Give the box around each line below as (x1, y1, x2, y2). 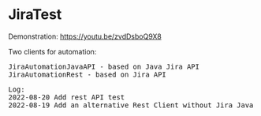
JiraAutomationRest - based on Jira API (8, 69, 167, 79)
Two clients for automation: (8, 47, 97, 56)
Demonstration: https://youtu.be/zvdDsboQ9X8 (8, 32, 162, 41)
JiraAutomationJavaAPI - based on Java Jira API (8, 62, 199, 71)
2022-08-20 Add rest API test (8, 92, 125, 102)
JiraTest (8, 6, 62, 24)
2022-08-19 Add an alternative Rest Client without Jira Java (8, 100, 254, 110)
